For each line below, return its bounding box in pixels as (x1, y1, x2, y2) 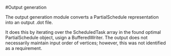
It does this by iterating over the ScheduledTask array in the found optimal (5, 29, 161, 35)
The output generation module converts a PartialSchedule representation (5, 14, 159, 20)
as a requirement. (5, 45, 42, 51)
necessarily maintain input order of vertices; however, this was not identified (5, 40, 166, 46)
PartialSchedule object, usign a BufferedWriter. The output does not (5, 35, 148, 40)
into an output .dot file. (5, 20, 53, 25)
